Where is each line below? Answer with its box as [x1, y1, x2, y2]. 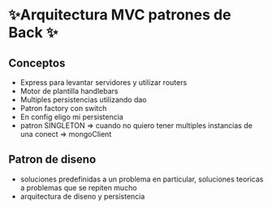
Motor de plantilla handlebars [19, 87, 119, 96]
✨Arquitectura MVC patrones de [8, 6, 231, 24]
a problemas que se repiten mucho [19, 182, 137, 192]
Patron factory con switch [19, 104, 107, 113]
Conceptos [8, 56, 66, 70]
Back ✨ [8, 23, 58, 42]
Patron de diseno [8, 152, 97, 167]
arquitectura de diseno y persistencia [19, 191, 145, 201]
